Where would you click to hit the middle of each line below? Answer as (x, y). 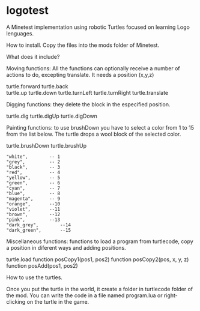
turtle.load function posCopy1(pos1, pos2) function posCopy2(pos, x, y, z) (98, 259)
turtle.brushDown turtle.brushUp (47, 145)
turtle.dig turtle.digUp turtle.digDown (52, 116)
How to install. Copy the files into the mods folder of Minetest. (83, 45)
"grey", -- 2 (33, 162)
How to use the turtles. (35, 277)
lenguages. (20, 33)
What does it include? (33, 56)
